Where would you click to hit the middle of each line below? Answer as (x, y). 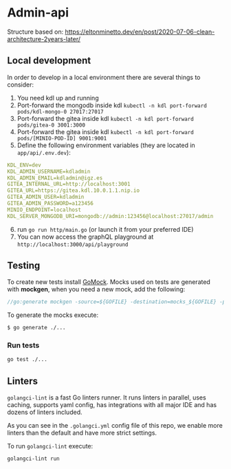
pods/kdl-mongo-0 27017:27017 (60, 111)
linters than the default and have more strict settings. (82, 433)
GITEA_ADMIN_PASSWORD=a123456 (51, 204)
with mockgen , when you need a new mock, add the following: (96, 290)
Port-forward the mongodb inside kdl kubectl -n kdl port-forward (112, 105)
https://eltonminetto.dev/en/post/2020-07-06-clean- (140, 32)
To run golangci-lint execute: (50, 446)
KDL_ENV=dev (24, 165)
